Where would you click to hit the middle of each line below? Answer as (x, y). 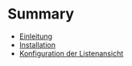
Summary (41, 14)
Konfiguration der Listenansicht (71, 53)
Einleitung (36, 36)
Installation (37, 44)
